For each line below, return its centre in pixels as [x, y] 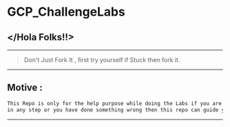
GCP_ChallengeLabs [66, 12]
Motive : [25, 88]
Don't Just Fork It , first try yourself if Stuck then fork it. [102, 60]
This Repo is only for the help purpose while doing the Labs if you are [115, 103]
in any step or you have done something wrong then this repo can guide [113, 110]
